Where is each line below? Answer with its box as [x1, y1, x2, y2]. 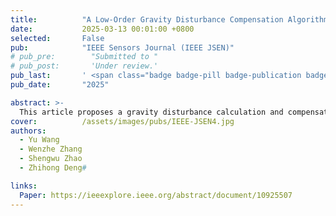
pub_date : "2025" [10, 80, 110, 90]
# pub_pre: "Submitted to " [10, 52, 159, 62]
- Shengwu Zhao [19, 154, 83, 164]
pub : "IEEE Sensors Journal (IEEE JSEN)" [10, 42, 235, 53]
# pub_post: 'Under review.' [10, 61, 159, 71]
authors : [10, 126, 47, 136]
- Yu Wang [19, 135, 60, 145]
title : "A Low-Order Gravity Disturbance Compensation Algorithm [10, 14, 329, 25]
